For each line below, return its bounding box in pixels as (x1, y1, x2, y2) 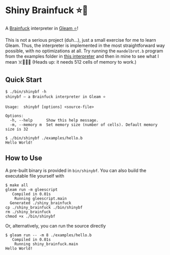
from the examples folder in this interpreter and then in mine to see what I (5, 53, 159, 59)
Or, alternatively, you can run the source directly (5, 222, 106, 229)
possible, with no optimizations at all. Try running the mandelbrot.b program (5, 47, 163, 54)
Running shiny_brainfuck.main (14, 241, 79, 246)
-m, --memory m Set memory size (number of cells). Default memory (10, 122, 158, 127)
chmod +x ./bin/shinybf (5, 214, 56, 219)
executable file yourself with (5, 173, 64, 179)
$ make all (5, 182, 28, 188)
